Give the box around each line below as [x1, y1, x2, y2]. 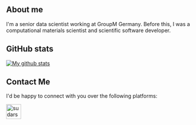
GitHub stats [6, 44, 54, 54]
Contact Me [6, 77, 50, 87]
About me [6, 5, 43, 15]
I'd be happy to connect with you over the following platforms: [6, 92, 158, 100]
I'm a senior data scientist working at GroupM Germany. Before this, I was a [6, 20, 191, 27]
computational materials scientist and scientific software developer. [6, 27, 171, 34]
